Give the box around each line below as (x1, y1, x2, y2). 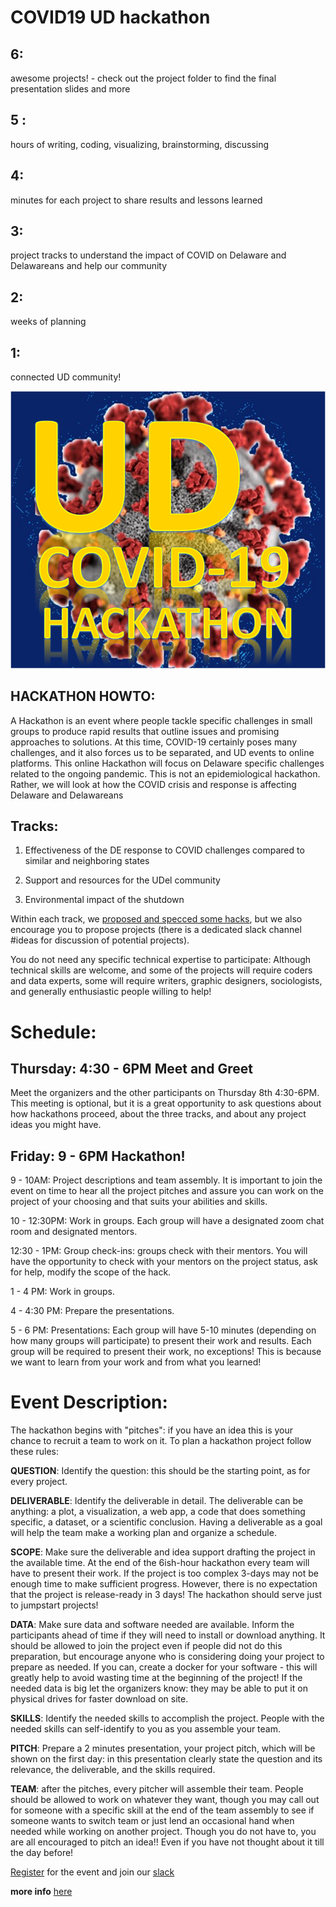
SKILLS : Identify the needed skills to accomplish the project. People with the (10, 1712, 325, 1725)
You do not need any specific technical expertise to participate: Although (10, 954, 312, 966)
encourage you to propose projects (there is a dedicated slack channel (10, 924, 302, 936)
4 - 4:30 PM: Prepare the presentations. (10, 1305, 175, 1317)
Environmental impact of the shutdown (24, 894, 185, 906)
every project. (10, 1476, 68, 1488)
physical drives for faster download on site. (10, 1693, 189, 1705)
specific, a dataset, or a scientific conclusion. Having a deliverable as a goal (10, 1516, 323, 1528)
